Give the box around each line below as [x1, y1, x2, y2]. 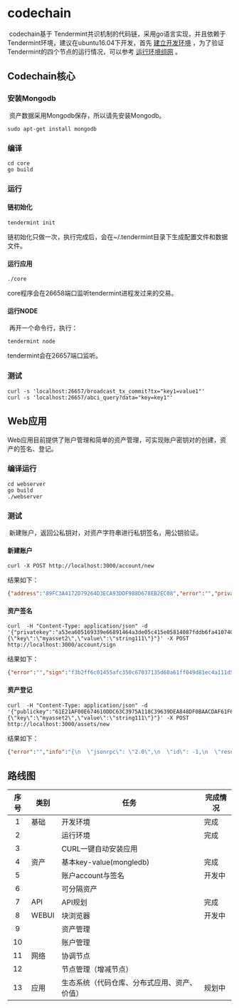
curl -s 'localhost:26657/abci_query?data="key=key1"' [7, 394, 174, 401]
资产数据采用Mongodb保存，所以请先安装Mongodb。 [9, 111, 166, 119]
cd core [7, 159, 31, 167]
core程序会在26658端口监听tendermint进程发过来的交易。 [7, 289, 178, 298]
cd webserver [7, 480, 46, 488]
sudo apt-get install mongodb [7, 125, 97, 133]
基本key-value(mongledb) [61, 857, 150, 867]
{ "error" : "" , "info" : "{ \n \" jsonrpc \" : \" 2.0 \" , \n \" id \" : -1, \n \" [7, 748, 221, 755]
